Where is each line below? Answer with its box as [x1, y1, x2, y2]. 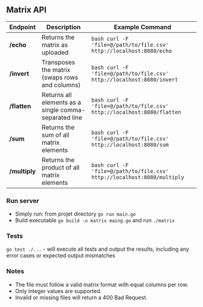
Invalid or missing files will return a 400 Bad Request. [14, 294, 148, 301]
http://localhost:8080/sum [91, 141, 169, 148]
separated [41, 113, 71, 122]
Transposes [41, 58, 76, 66]
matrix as [41, 41, 68, 49]
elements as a [41, 98, 82, 107]
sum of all [41, 130, 69, 139]
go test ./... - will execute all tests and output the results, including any [6, 245, 189, 253]
